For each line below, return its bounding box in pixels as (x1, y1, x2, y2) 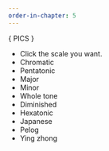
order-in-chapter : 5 (8, 11, 77, 20)
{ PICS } (8, 33, 34, 43)
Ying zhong (19, 133, 58, 143)
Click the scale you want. (19, 48, 103, 58)
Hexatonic (19, 108, 54, 118)
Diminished (19, 99, 57, 109)
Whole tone (19, 91, 58, 100)
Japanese (19, 116, 53, 126)
